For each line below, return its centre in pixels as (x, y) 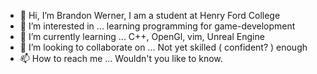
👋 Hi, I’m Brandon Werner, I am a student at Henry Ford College (150, 15)
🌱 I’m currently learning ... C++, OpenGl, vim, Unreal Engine (142, 36)
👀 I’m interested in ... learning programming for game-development (157, 26)
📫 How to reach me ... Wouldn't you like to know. (121, 58)
